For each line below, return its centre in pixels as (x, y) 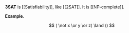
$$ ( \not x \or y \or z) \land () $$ (82, 25)
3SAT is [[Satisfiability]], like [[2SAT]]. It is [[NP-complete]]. (65, 7)
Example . (15, 16)
